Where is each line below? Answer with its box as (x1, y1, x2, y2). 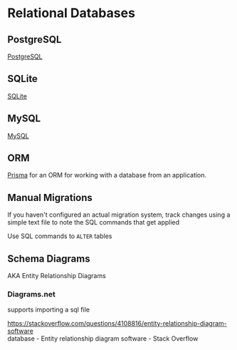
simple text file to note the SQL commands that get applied (7, 218, 180, 227)
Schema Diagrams (7, 252, 90, 264)
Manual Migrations (7, 191, 93, 204)
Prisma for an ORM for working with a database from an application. (7, 171, 207, 180)
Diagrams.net (7, 289, 56, 299)
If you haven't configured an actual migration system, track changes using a (7, 210, 231, 219)
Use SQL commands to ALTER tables (7, 232, 112, 240)
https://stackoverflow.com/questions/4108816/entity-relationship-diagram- (7, 319, 227, 328)
